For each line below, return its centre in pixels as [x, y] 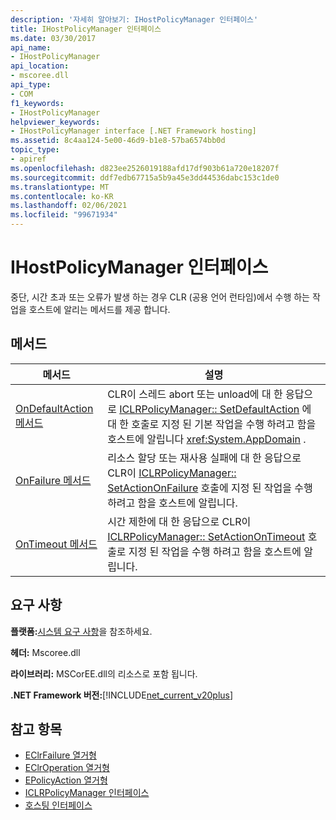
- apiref [28, 159]
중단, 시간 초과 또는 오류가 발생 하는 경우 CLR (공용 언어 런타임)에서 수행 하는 [160, 297]
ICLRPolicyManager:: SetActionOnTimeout [206, 536]
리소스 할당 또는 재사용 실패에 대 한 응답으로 [204, 458]
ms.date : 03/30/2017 [53, 38]
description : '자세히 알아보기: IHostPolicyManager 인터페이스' [134, 19]
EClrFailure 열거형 [60, 755]
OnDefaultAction [54, 408]
